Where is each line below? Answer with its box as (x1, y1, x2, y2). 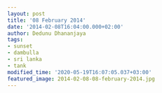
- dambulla (7, 50, 39, 57)
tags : (7, 36, 23, 43)
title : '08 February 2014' (7, 17, 86, 24)
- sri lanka (7, 56, 42, 63)
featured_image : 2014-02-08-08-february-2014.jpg (7, 75, 156, 83)
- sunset (7, 43, 33, 50)
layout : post (7, 10, 46, 17)
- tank (7, 62, 27, 69)
